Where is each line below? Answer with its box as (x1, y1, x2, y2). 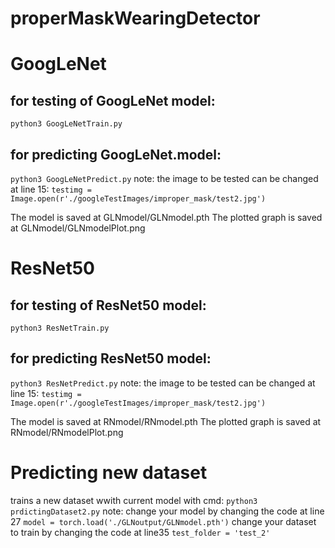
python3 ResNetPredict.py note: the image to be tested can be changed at (10, 377, 316, 389)
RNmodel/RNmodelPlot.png (10, 426, 124, 438)
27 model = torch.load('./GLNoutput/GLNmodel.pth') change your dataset (10, 515, 317, 527)
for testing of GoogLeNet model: (10, 92, 216, 109)
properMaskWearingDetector (10, 7, 261, 30)
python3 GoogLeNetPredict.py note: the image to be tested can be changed (10, 173, 319, 184)
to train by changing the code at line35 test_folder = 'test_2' (10, 526, 271, 538)
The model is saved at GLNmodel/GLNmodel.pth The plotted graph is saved (10, 212, 323, 223)
